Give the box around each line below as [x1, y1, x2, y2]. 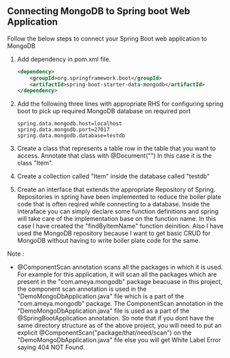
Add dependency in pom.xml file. [16, 55, 111, 63]
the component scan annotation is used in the [16, 285, 147, 294]
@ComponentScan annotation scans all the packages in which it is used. [16, 263, 223, 272]
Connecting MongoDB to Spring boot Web [7, 5, 190, 17]
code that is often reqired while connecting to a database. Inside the [16, 200, 211, 208]
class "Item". [16, 159, 54, 167]
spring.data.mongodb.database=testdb [16, 132, 126, 139]
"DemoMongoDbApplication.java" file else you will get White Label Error [16, 336, 221, 344]
